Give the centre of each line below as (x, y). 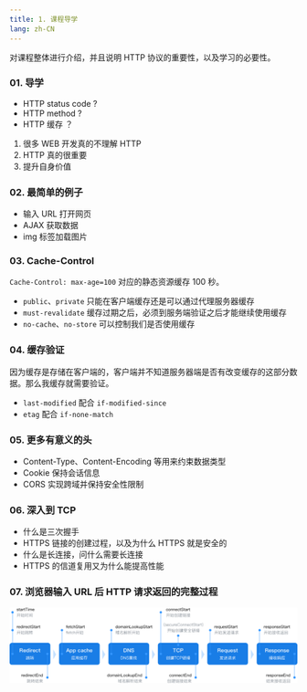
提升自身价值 (47, 166)
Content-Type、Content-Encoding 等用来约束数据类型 (124, 461)
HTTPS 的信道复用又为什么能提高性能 (93, 566)
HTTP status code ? (60, 103)
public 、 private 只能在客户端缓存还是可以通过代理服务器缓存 (138, 301)
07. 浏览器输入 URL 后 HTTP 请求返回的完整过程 (114, 592)
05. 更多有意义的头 (51, 440)
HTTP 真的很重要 (55, 154)
